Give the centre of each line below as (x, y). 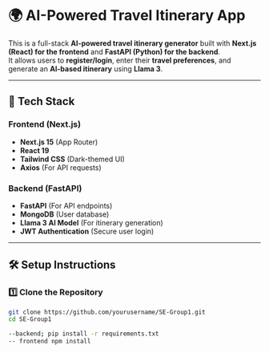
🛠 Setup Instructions (62, 265)
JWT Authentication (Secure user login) (87, 231)
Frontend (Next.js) (45, 124)
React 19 (34, 150)
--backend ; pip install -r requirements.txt (84, 334)
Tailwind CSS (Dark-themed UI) (72, 159)
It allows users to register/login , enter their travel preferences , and (120, 60)
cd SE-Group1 (30, 319)
